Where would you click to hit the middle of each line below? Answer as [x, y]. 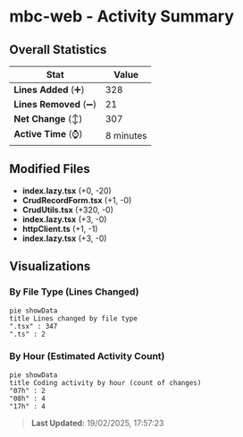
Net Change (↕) [48, 119]
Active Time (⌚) [48, 134]
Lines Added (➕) [49, 90]
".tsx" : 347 [34, 326]
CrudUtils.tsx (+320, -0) [68, 210]
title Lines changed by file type [74, 318]
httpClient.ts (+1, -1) [60, 228]
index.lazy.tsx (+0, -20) [67, 191]
